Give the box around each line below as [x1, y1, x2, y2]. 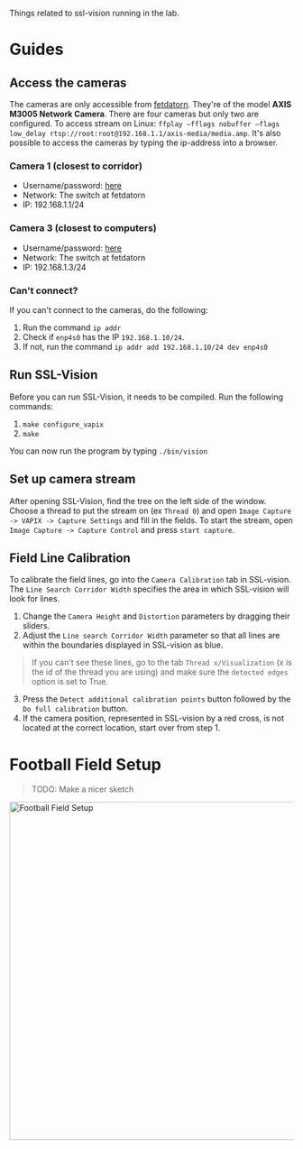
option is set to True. [31, 676, 108, 687]
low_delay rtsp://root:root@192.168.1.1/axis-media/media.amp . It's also [9, 128, 281, 138]
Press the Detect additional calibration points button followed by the [22, 694, 291, 704]
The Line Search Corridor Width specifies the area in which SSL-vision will [9, 584, 289, 594]
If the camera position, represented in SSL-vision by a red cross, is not [22, 712, 284, 724]
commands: [9, 400, 54, 411]
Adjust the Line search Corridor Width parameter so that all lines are [22, 630, 280, 641]
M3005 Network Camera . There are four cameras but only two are [9, 108, 260, 119]
